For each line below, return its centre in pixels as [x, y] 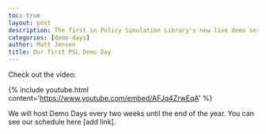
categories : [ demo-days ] [49, 37]
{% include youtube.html [49, 90]
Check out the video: [42, 74]
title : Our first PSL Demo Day [60, 52]
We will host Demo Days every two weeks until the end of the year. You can [131, 114]
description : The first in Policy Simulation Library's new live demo [127, 30]
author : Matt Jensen [42, 45]
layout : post [30, 23]
